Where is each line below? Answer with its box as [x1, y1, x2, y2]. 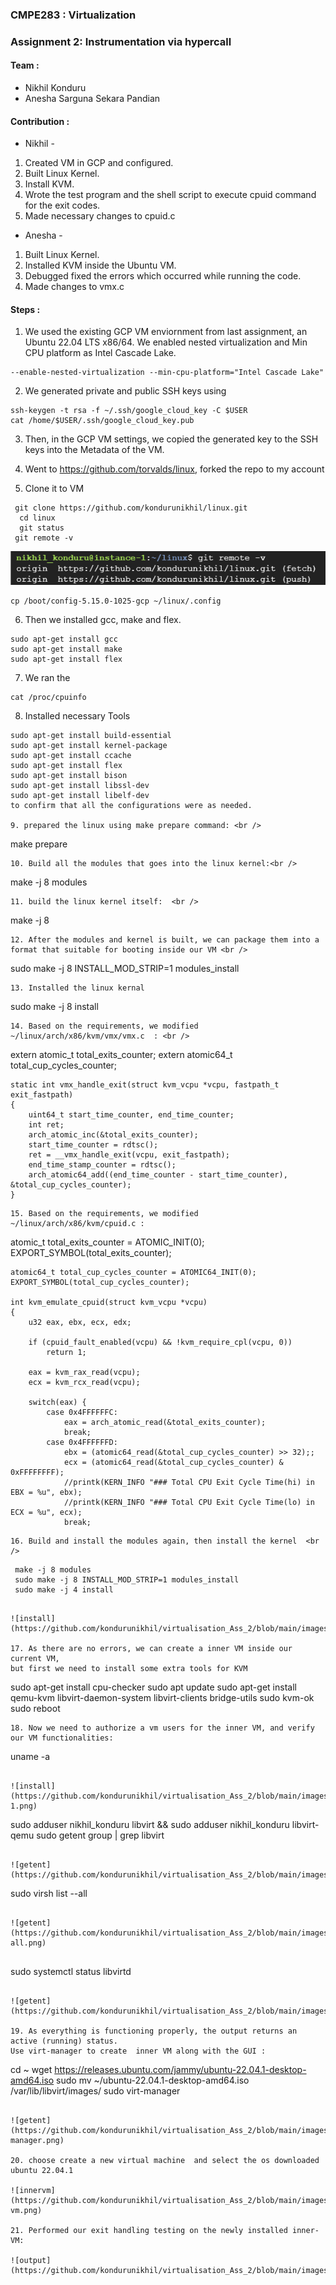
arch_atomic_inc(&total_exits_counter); [28, 1130, 199, 1140]
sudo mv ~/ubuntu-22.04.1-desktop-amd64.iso [56, 2074, 250, 2087]
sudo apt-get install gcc [10, 634, 118, 645]
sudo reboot [10, 1703, 61, 1715]
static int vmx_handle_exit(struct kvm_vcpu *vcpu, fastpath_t [10, 1080, 280, 1090]
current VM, [10, 1654, 60, 1664]
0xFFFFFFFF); [10, 1468, 65, 1478]
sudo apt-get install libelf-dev [10, 791, 150, 801]
